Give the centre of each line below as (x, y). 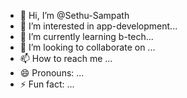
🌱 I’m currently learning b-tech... (86, 36)
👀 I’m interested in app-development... (98, 26)
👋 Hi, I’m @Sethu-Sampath (74, 15)
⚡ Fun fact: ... (47, 84)
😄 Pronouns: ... (52, 73)
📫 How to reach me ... (66, 58)
